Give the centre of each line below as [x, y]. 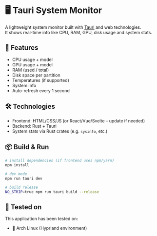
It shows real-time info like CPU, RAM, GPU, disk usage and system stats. [79, 32]
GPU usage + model [32, 64]
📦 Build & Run [27, 147]
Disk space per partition [36, 75]
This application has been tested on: [41, 219]
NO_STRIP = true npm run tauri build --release [52, 192]
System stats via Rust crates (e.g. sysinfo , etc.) [60, 131]
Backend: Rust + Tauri [34, 126]
